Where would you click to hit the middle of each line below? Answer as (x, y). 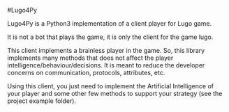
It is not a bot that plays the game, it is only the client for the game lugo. (110, 37)
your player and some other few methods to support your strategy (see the (115, 94)
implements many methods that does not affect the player (90, 58)
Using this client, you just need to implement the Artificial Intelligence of (111, 86)
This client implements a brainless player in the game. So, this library (106, 50)
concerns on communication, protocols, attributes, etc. (86, 73)
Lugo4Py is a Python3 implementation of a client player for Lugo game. (110, 23)
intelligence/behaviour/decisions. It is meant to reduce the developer (106, 65)
